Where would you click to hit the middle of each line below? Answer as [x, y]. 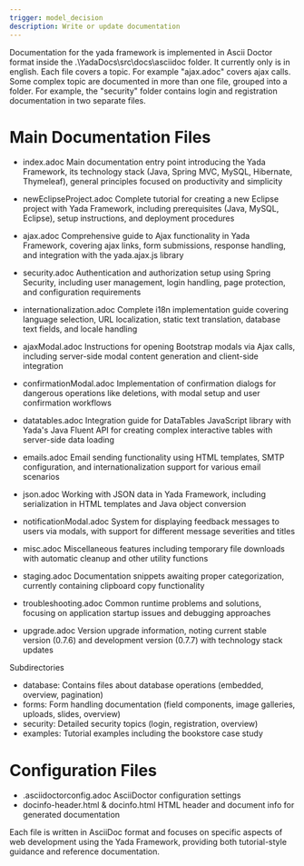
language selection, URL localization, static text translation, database [152, 320]
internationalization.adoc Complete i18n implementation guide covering [155, 310]
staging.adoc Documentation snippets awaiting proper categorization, [153, 576]
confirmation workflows [67, 403]
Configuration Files [83, 770]
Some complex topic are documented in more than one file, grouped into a [148, 81]
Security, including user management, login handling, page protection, [154, 283]
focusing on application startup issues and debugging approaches [147, 613]
